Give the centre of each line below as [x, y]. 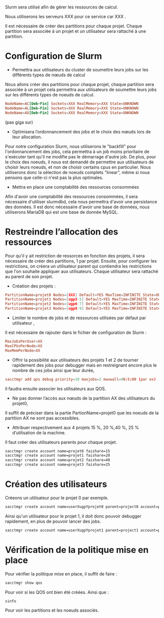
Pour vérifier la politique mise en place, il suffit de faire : [61, 574]
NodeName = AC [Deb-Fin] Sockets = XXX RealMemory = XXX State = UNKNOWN [72, 104]
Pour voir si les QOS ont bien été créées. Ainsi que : [57, 592]
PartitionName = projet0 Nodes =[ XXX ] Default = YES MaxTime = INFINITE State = [81, 295]
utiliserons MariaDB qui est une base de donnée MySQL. [62, 212]
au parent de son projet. [29, 276]
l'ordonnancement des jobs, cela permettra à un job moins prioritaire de [77, 152]
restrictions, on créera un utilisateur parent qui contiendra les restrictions [79, 266]
